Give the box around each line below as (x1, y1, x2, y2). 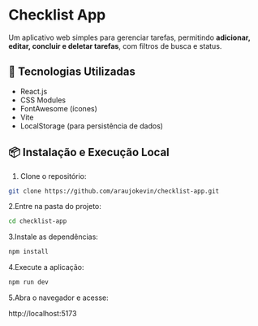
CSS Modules (19, 95, 67, 105)
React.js (19, 86, 48, 96)
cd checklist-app (8, 217, 67, 225)
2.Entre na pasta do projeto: (8, 202, 101, 211)
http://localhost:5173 (8, 309, 77, 319)
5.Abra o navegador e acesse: (8, 293, 109, 302)
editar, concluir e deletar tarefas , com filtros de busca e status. (8, 41, 222, 50)
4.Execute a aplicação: (8, 263, 84, 272)
